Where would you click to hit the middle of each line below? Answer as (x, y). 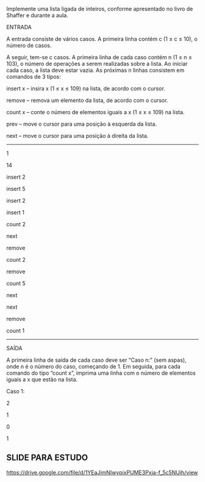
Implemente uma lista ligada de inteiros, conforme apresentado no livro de (100, 9)
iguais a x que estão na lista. (42, 379)
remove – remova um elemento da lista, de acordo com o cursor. (87, 100)
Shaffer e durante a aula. (38, 15)
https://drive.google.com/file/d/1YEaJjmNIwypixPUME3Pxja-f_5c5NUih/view (102, 472)
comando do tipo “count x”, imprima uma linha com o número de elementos (101, 373)
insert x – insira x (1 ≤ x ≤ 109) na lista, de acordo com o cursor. (86, 88)
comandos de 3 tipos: (34, 77)
